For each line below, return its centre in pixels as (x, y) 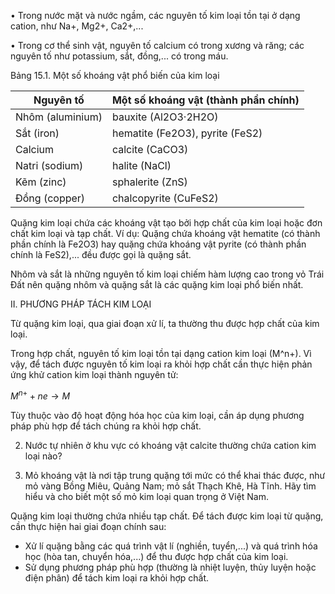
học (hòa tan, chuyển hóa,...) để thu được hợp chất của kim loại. (156, 556)
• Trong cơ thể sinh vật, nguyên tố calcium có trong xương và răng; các (157, 45)
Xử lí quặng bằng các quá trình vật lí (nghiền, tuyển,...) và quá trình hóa (171, 546)
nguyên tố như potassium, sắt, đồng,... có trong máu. (119, 56)
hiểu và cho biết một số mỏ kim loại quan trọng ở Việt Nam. (147, 496)
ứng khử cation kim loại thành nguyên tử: (94, 374)
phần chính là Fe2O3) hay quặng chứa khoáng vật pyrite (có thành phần (158, 244)
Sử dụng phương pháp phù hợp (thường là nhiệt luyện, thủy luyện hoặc (170, 567)
